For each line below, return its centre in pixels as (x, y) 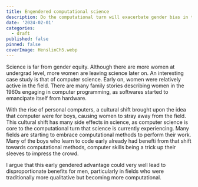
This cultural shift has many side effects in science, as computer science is (97, 122)
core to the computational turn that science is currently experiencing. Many (98, 128)
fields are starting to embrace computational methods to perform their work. (99, 134)
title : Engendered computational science (58, 12)
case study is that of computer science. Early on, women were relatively (94, 79)
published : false (27, 39)
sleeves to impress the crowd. (42, 153)
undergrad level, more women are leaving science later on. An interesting (95, 73)
